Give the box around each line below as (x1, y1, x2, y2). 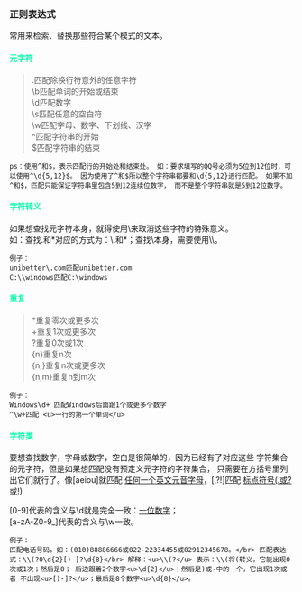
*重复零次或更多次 (31, 314, 99, 326)
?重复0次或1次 (31, 337, 84, 348)
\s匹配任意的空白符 (31, 108, 103, 119)
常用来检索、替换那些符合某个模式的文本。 (9, 30, 168, 42)
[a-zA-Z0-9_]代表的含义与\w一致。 (9, 516, 139, 527)
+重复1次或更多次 (31, 326, 96, 337)
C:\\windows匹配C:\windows (9, 273, 108, 282)
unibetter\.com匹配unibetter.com (9, 264, 133, 273)
